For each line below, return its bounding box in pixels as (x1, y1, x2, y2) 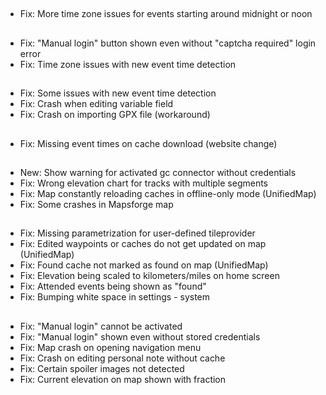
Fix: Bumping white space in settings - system (19, 291, 211, 303)
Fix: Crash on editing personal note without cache (19, 352, 226, 364)
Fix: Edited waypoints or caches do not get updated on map (19, 238, 267, 250)
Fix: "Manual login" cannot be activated (19, 320, 183, 332)
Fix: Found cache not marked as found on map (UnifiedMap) (19, 259, 269, 271)
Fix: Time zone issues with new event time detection (19, 58, 237, 70)
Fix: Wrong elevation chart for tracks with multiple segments (19, 177, 269, 189)
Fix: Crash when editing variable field (19, 98, 174, 110)
